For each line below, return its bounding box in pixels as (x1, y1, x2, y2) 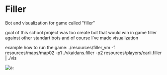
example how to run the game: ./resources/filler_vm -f (5, 44, 115, 50)
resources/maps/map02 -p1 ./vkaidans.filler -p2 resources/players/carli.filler (5, 50, 162, 56)
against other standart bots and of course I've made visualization (5, 35, 138, 41)
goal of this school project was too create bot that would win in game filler (5, 29, 157, 35)
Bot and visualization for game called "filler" (5, 20, 95, 26)
